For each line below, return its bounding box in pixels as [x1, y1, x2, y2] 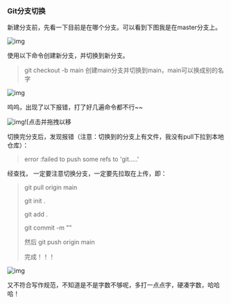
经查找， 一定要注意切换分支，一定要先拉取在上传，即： [7, 169, 167, 178]
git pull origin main [24, 183, 78, 192]
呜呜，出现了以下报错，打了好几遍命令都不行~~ [7, 103, 144, 112]
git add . [24, 210, 49, 219]
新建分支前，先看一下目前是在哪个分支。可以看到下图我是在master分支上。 [7, 23, 222, 32]
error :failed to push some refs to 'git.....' [24, 155, 139, 164]
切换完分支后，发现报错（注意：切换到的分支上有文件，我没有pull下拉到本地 [7, 133, 224, 141]
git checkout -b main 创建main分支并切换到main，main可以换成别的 [24, 66, 219, 74]
